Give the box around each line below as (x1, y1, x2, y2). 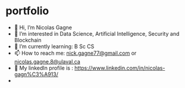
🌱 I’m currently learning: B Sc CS (14, 43, 95, 50)
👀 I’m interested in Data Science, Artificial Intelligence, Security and (14, 30, 180, 37)
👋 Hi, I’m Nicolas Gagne (14, 24, 73, 31)
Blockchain (14, 36, 42, 43)
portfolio (5, 4, 49, 18)
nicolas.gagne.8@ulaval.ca (14, 58, 81, 65)
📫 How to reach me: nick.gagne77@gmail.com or (14, 49, 137, 56)
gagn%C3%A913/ (14, 70, 59, 78)
